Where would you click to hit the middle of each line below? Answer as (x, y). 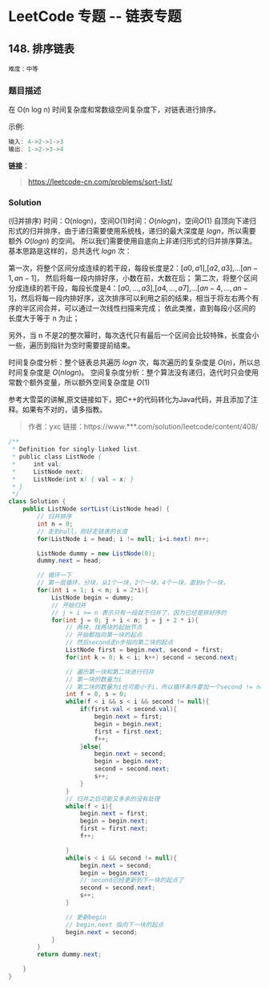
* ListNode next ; (48, 472)
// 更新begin (86, 917)
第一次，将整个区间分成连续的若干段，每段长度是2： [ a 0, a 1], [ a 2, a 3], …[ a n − (133, 268)
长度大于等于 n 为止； (44, 319)
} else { (91, 746)
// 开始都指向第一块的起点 (104, 635)
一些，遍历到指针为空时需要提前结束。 (71, 345)
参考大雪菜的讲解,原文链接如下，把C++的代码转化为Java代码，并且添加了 (130, 400)
